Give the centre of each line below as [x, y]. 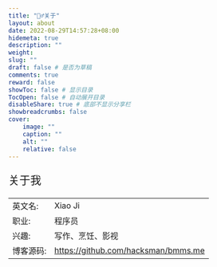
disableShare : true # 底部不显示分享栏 [70, 104]
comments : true [34, 75]
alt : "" [35, 141]
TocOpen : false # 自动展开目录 [57, 97]
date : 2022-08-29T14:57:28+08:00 [64, 30]
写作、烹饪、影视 [87, 236]
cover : [19, 120]
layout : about [32, 23]
